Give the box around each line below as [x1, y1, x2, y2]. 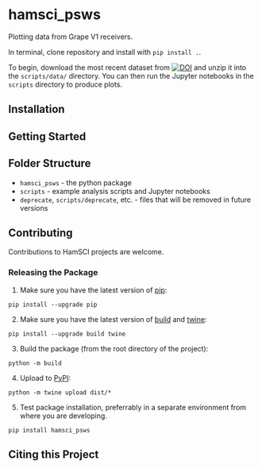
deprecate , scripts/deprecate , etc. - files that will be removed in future [19, 195, 252, 204]
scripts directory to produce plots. [8, 79, 123, 89]
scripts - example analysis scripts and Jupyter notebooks [19, 186, 210, 196]
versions [19, 203, 48, 212]
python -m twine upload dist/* [8, 388, 112, 397]
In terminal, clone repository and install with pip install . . [8, 47, 202, 56]
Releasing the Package [8, 267, 98, 278]
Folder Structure [8, 157, 91, 170]
